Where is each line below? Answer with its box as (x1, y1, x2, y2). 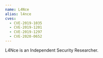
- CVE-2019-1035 (9, 20, 42, 26)
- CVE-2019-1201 (9, 25, 42, 30)
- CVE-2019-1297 (9, 29, 42, 34)
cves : (5, 16, 16, 21)
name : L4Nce (5, 7, 29, 12)
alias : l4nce (5, 12, 32, 16)
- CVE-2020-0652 (9, 34, 42, 39)
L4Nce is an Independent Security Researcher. (5, 47, 99, 53)
